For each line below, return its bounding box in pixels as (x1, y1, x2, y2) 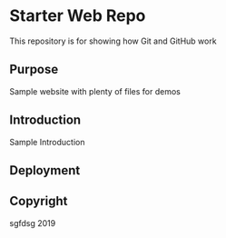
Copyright (9, 193, 68, 209)
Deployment (9, 163, 81, 178)
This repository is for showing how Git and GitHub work (9, 35, 217, 46)
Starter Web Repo (9, 5, 146, 26)
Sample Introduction (9, 136, 85, 147)
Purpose (9, 62, 59, 77)
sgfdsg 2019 (9, 217, 56, 228)
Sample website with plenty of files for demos (9, 85, 182, 96)
